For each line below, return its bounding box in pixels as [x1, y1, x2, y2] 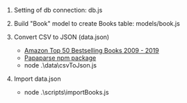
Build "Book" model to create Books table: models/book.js [13, 19, 181, 27]
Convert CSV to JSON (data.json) [13, 33, 110, 41]
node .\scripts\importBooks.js [24, 88, 109, 96]
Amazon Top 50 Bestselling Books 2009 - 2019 [24, 47, 160, 54]
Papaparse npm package [24, 54, 97, 62]
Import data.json [13, 74, 61, 83]
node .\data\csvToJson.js [24, 61, 97, 69]
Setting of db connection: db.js [13, 6, 103, 14]
